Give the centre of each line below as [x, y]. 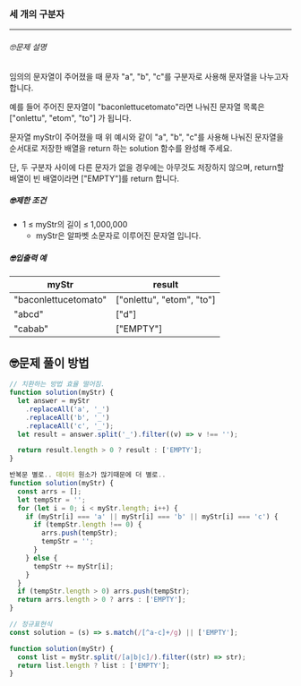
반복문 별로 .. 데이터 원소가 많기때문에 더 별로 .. [88, 475]
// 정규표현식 [31, 624]
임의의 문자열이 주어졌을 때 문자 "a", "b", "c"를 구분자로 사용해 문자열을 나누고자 [149, 76]
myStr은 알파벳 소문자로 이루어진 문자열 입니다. [118, 236]
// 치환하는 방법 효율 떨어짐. [57, 384]
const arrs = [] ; [50, 491]
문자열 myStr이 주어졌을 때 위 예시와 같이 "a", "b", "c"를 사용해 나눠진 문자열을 [146, 137]
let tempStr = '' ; [52, 500]
